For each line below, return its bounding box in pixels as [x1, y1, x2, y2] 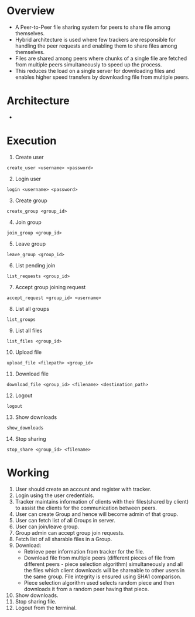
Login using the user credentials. [15, 492, 94, 499]
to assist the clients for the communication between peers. [15, 504, 158, 511]
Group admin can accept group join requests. [15, 529, 125, 536]
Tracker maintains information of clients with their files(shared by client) [15, 498, 189, 505]
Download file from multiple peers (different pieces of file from [23, 554, 175, 561]
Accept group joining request [15, 283, 86, 290]
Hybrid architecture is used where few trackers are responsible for [15, 36, 176, 43]
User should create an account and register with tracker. [15, 485, 152, 492]
